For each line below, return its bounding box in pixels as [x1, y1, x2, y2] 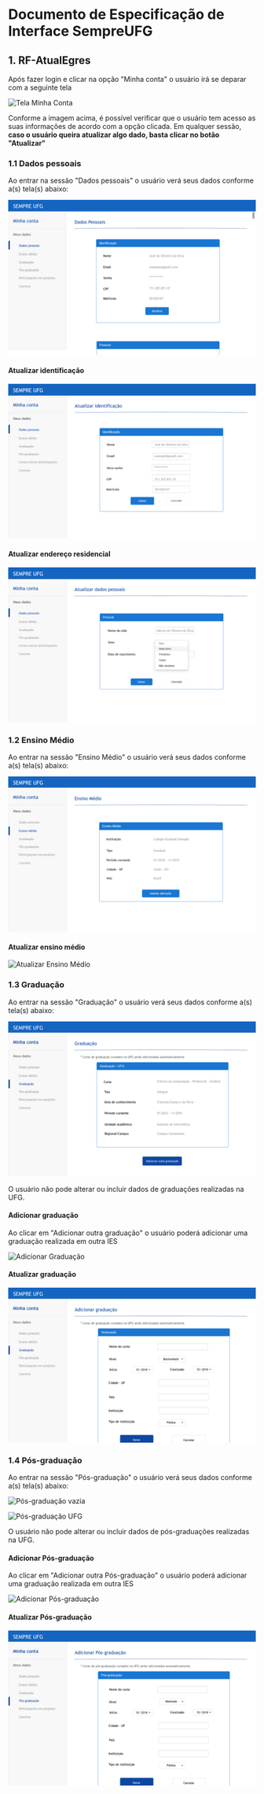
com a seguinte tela [8, 83, 72, 92]
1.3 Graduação [8, 979, 65, 990]
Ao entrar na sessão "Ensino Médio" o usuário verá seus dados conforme [8, 753, 246, 761]
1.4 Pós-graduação [8, 1455, 82, 1466]
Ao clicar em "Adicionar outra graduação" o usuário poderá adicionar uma [8, 1228, 248, 1237]
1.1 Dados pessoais [8, 157, 82, 168]
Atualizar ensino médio [8, 942, 86, 952]
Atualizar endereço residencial [8, 549, 112, 559]
